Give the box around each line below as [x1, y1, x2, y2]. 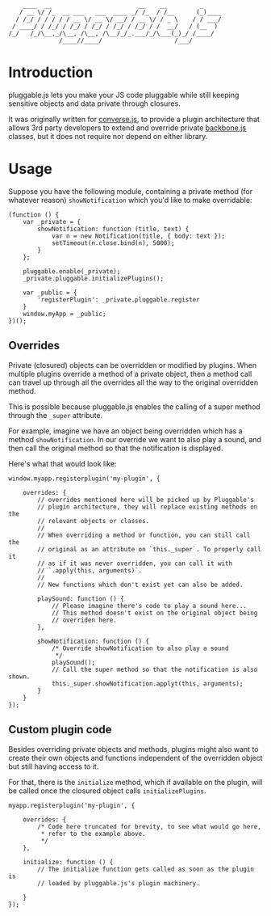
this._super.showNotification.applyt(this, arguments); [51, 679, 244, 688]
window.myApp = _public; [23, 310, 106, 318]
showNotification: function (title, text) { [37, 225, 190, 233]
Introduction [8, 63, 94, 82]
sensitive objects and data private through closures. [8, 99, 181, 108]
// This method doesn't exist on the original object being [51, 609, 258, 617]
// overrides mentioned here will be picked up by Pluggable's [37, 496, 254, 504]
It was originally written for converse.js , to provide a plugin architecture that [8, 114, 261, 124]
